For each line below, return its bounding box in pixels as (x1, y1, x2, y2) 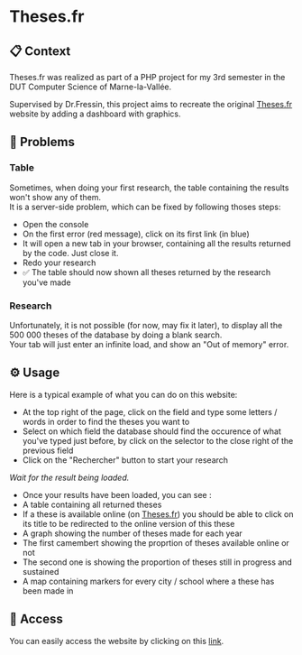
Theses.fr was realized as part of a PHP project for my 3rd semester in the (9, 72, 286, 82)
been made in (22, 585, 74, 596)
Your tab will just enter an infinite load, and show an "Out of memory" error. (9, 338, 289, 349)
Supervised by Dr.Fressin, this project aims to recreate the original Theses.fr (9, 99, 293, 109)
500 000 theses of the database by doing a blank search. (9, 329, 223, 340)
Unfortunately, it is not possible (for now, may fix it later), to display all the (9, 319, 283, 330)
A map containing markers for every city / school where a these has (22, 576, 275, 586)
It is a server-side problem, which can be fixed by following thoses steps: (9, 201, 281, 212)
